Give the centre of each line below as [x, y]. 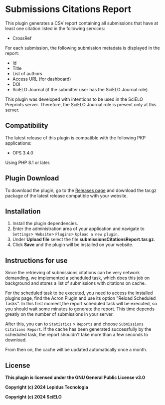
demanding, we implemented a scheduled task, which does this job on [78, 278]
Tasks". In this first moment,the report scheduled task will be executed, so [81, 304]
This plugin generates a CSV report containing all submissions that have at [82, 23]
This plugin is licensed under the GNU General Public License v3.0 [75, 377]
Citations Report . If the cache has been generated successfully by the [78, 329]
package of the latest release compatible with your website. [67, 195]
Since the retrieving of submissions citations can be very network [73, 273]
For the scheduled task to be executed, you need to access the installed [79, 293]
